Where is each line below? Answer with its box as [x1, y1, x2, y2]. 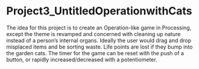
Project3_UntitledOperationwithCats [6, 4, 192, 18]
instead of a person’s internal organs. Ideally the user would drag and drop [6, 37, 192, 44]
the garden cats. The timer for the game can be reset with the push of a [6, 49, 184, 56]
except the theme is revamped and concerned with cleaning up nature [6, 30, 181, 37]
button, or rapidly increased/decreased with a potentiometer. [6, 56, 158, 63]
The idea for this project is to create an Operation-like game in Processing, [6, 24, 192, 31]
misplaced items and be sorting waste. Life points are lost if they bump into [6, 43, 193, 50]
